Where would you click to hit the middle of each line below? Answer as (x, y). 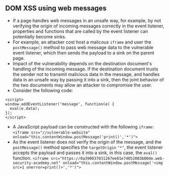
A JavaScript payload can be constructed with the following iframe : (83, 126)
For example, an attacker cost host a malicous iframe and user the (82, 42)
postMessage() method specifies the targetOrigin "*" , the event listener (88, 147)
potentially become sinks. (39, 36)
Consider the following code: (43, 90)
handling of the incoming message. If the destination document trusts (85, 69)
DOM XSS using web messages (56, 8)
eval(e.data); (25, 108)
